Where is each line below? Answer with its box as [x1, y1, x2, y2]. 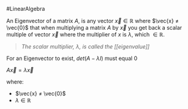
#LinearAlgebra [6, 5, 45, 12]
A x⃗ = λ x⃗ [6, 67, 34, 73]
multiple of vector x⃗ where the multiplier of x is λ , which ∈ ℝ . [6, 31, 165, 38]
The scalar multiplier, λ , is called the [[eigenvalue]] [21, 43, 150, 50]
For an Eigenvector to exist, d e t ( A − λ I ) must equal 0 [6, 54, 137, 62]
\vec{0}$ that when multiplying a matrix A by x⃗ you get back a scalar [6, 24, 183, 31]
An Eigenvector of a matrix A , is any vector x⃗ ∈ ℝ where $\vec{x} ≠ [6, 18, 179, 24]
